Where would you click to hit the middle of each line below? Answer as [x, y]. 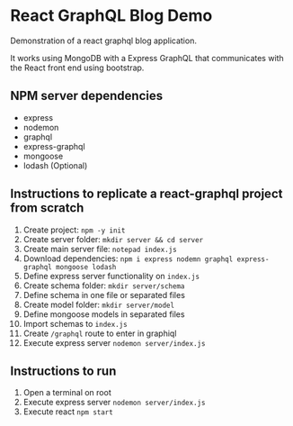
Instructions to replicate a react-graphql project [146, 194]
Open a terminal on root [67, 393]
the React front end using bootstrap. [77, 68]
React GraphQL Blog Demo [111, 16]
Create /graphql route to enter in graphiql [100, 333]
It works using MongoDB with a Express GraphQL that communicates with [147, 58]
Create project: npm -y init [74, 230]
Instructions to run [63, 371]
